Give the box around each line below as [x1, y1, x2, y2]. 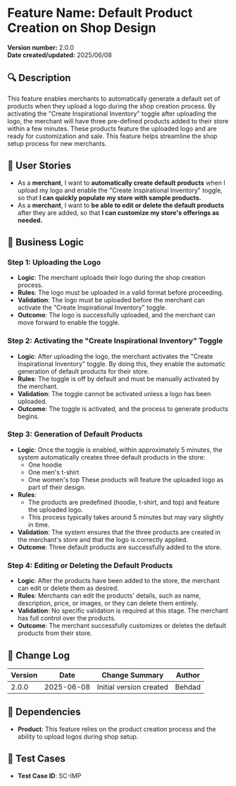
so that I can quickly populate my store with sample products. [17, 193, 202, 202]
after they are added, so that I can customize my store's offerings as [17, 208, 220, 216]
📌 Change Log [7, 649, 70, 661]
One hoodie [27, 460, 62, 469]
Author [175, 670, 200, 680]
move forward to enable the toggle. [17, 319, 120, 327]
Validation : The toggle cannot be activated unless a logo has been [17, 389, 211, 398]
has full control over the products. [17, 614, 116, 622]
